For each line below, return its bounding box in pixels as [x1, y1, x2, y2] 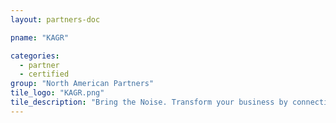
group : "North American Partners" [10, 79, 155, 89]
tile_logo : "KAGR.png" [10, 88, 105, 98]
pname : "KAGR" [10, 32, 70, 43]
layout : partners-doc [10, 14, 101, 25]
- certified [19, 69, 70, 80]
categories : [10, 51, 60, 61]
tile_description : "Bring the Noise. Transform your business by [10, 97, 288, 107]
